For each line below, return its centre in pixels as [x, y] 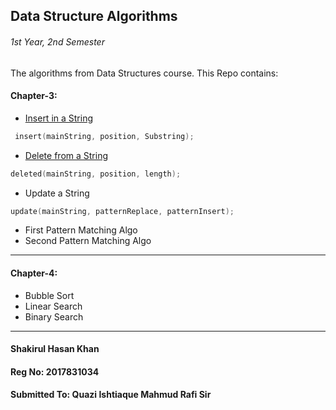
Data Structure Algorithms [94, 16]
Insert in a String [59, 118]
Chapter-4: [34, 273]
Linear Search [53, 306]
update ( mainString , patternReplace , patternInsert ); [122, 211]
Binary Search [54, 316]
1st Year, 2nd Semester [57, 41]
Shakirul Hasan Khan [55, 349]
